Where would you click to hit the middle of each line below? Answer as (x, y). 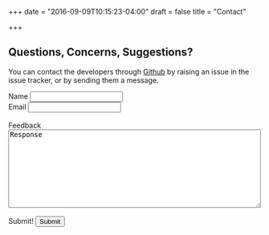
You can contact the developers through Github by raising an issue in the (129, 71)
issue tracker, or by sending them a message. (84, 80)
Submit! (21, 221)
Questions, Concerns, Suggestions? (101, 53)
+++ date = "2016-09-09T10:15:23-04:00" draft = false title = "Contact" (127, 12)
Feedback (25, 125)
